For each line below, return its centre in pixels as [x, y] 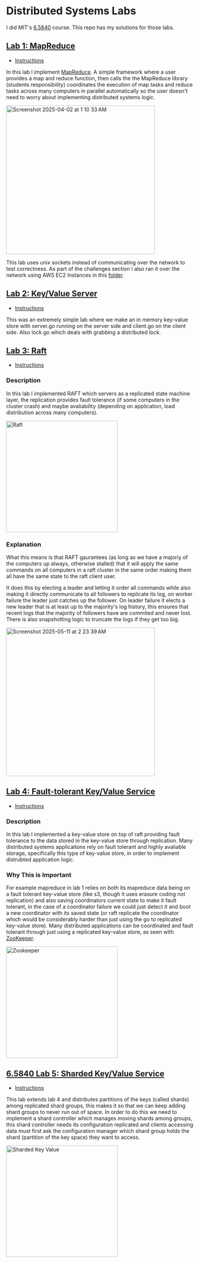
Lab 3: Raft [26, 351]
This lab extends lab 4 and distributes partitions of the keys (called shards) [98, 1100]
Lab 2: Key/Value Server [52, 294]
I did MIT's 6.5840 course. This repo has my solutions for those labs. [90, 27]
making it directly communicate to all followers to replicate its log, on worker [99, 594]
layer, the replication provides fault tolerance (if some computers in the [93, 400]
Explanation [24, 544]
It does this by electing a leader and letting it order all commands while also [99, 588]
